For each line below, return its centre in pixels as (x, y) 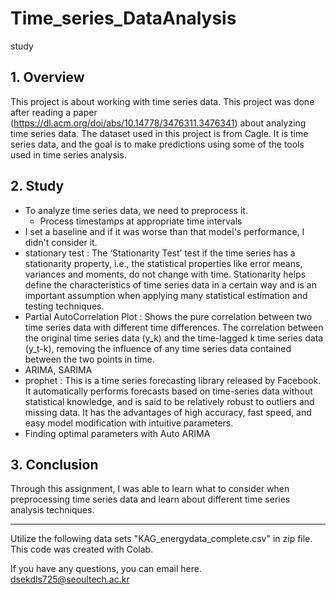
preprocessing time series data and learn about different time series (150, 499)
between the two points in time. (89, 359)
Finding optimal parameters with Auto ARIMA (117, 433)
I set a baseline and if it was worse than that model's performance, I (164, 231)
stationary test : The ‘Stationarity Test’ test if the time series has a (160, 253)
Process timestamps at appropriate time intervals (141, 221)
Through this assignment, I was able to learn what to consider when (150, 489)
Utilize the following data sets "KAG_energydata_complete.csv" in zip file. (161, 539)
